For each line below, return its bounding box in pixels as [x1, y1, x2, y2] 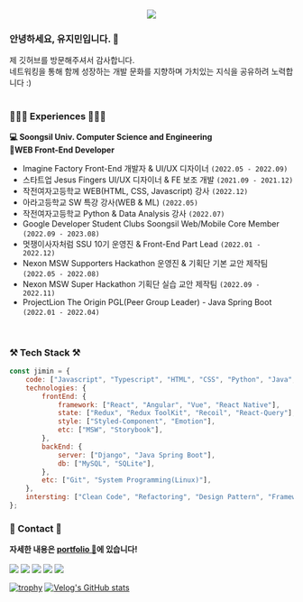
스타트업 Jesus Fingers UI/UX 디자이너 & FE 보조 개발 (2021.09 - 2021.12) [22, 174, 294, 185]
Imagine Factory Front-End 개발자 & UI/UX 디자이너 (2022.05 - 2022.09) [22, 162, 289, 173]
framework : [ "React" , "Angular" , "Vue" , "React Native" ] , [57, 400, 280, 410]
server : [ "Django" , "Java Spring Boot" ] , [57, 450, 216, 459]
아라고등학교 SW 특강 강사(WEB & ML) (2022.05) [22, 197, 198, 208]
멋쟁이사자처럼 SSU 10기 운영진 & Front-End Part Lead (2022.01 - [22, 238, 262, 249]
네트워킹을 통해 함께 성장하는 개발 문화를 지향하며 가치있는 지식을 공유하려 [9, 66, 270, 77]
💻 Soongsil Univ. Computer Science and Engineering [9, 131, 213, 142]
